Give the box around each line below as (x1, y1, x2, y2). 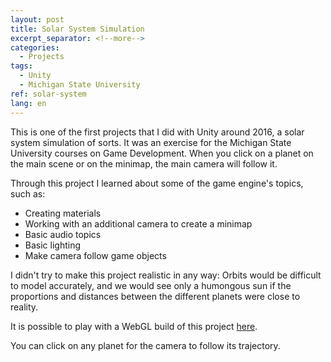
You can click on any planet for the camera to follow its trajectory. (10, 339, 281, 351)
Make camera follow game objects (24, 249, 167, 261)
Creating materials (24, 207, 102, 219)
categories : (10, 42, 60, 53)
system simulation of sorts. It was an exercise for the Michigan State (10, 136, 292, 148)
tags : (10, 61, 33, 71)
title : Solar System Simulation (10, 24, 145, 34)
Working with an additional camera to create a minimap (24, 217, 253, 230)
